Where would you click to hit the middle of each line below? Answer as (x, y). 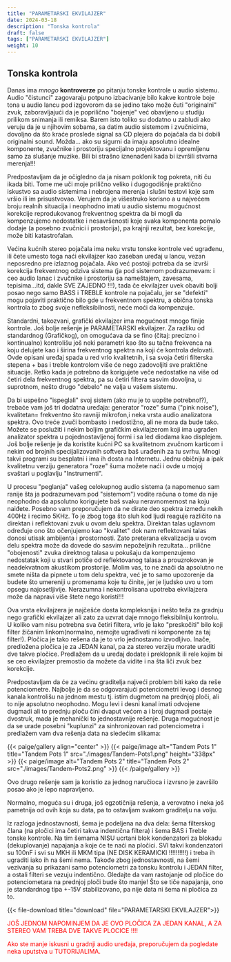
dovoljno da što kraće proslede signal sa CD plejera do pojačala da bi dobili (114, 134)
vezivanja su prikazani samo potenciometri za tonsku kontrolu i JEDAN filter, (115, 867)
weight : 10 (23, 46)
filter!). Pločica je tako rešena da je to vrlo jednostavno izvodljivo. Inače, (109, 639)
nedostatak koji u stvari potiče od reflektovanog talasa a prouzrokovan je (110, 560)
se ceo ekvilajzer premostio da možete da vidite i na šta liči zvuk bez (104, 661)
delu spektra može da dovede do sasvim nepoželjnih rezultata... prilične (109, 545)
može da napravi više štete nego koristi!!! (66, 597)
